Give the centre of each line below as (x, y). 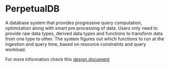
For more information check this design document (58, 59)
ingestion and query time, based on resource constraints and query (76, 44)
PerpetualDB (32, 9)
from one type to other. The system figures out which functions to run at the (85, 39)
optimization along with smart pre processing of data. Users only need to (82, 28)
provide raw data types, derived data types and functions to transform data (84, 33)
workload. (16, 49)
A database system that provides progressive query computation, (74, 23)
